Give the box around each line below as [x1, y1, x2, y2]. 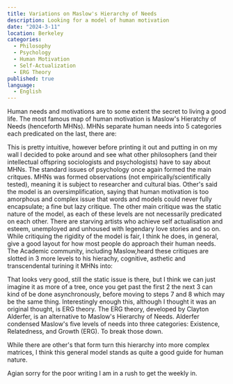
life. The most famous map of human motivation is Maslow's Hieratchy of [7, 115, 217, 123]
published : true [7, 75, 54, 82]
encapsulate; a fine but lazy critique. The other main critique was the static [7, 202, 222, 211]
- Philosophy [13, 43, 51, 50]
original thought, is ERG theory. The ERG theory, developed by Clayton [7, 305, 209, 313]
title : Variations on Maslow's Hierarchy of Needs [7, 10, 157, 17]
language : [7, 82, 36, 89]
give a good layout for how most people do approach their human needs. [7, 239, 216, 248]
